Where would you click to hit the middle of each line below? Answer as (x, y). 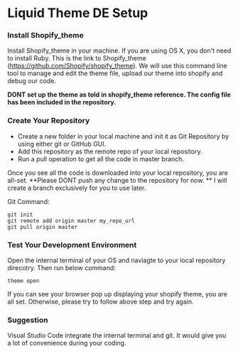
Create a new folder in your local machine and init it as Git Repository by (123, 136)
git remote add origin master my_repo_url (71, 221)
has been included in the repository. (62, 102)
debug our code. (32, 81)
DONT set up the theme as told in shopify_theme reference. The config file (119, 95)
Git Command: (28, 201)
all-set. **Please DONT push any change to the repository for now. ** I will (117, 180)
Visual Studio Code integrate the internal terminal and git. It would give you (117, 336)
